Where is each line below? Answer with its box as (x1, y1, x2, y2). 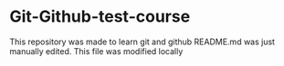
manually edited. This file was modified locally (9, 45, 184, 56)
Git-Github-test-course (9, 6, 191, 27)
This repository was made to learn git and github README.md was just (9, 36, 276, 47)
